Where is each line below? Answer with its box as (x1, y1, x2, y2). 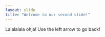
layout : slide (5, 7, 36, 13)
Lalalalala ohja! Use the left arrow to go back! (5, 26, 101, 32)
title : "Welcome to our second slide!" (5, 12, 91, 17)
